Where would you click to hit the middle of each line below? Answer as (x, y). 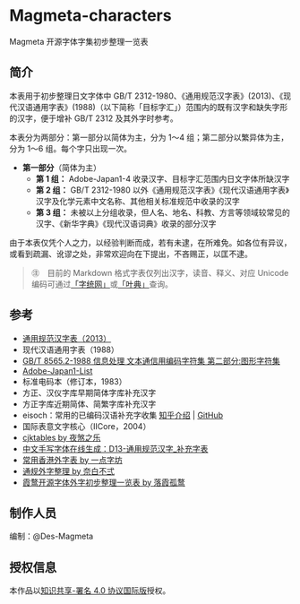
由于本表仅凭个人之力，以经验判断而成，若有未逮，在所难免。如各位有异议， (150, 242)
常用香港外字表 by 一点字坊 (72, 460)
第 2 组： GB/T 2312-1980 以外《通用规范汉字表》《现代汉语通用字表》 (162, 190)
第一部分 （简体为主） (61, 168)
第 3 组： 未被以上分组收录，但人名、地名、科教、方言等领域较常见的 (163, 212)
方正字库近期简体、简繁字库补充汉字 (89, 403)
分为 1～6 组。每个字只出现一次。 (71, 148)
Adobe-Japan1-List (57, 371)
